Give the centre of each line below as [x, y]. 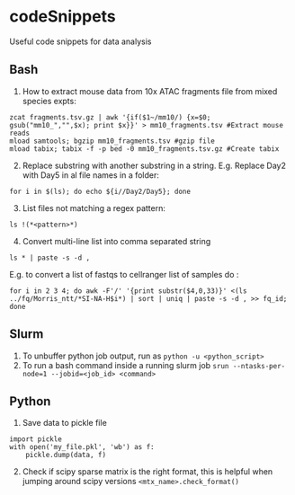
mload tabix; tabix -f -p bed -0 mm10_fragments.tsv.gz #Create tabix [144, 149]
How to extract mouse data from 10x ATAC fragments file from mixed [150, 91]
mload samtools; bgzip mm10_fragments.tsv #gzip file [112, 141]
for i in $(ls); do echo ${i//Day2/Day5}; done [100, 191]
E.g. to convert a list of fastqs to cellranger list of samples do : [124, 274]
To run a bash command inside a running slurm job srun [125, 365]
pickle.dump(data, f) [66, 455]
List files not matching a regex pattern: [94, 208]
